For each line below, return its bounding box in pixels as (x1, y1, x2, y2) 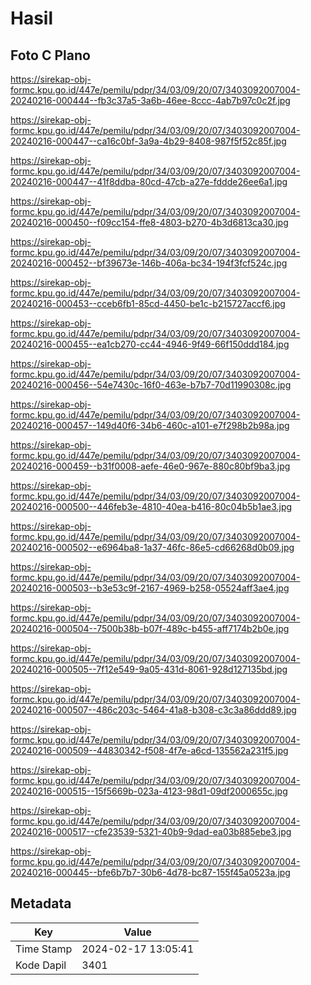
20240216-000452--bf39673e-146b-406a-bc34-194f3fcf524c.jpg (10, 257, 288, 269)
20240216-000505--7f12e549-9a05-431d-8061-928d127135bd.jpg (10, 663, 288, 675)
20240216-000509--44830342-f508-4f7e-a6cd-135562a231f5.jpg (10, 745, 289, 756)
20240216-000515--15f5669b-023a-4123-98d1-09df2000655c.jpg (10, 785, 288, 797)
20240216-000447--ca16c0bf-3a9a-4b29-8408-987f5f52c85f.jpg (10, 135, 287, 147)
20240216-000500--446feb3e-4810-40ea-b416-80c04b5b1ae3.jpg (10, 501, 293, 512)
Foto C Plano (10, 47, 91, 64)
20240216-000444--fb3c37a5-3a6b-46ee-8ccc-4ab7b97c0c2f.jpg (10, 95, 291, 106)
